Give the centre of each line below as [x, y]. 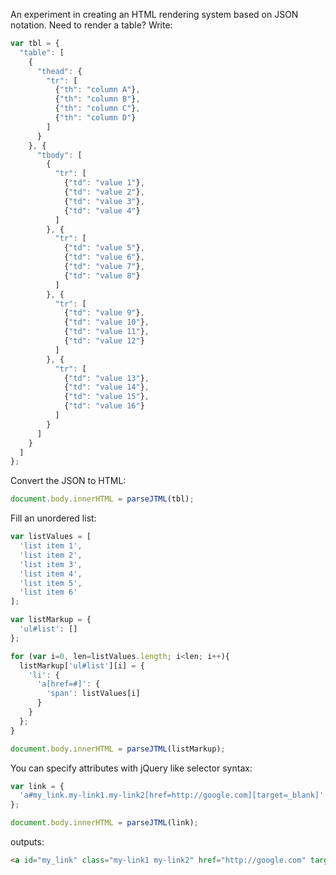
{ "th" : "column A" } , [97, 90]
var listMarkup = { [51, 620]
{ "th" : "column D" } [95, 118]
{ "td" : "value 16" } [104, 406]
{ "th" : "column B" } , [97, 99]
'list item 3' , [51, 564]
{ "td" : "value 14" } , [106, 387]
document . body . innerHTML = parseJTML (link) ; [104, 823]
